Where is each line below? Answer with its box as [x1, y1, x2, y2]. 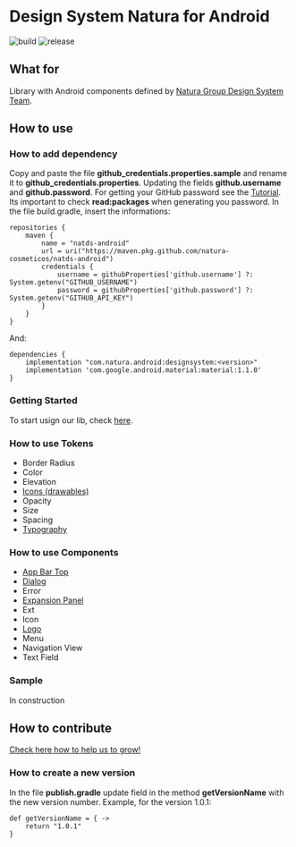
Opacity [21, 495, 52, 506]
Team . [9, 95, 33, 106]
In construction [9, 695, 65, 706]
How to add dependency [9, 148, 118, 160]
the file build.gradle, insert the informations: [9, 206, 171, 216]
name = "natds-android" [41, 239, 130, 248]
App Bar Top [21, 566, 69, 578]
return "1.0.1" [25, 821, 82, 831]
